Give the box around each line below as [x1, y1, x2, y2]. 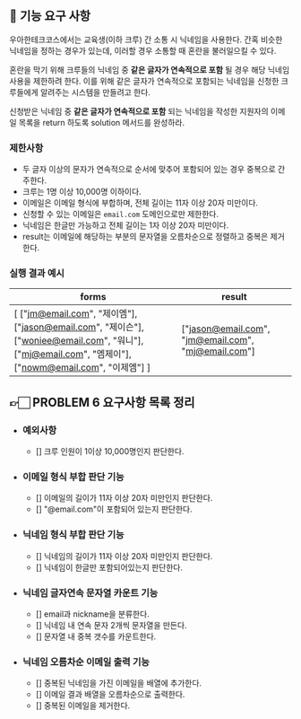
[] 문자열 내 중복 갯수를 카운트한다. [35, 631, 157, 642]
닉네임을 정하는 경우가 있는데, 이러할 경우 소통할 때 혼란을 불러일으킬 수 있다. [9, 45, 277, 56]
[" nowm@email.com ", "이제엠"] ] [13, 362, 151, 374]
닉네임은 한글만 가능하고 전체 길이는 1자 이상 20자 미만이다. [21, 220, 229, 231]
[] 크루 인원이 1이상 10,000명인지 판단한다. [35, 446, 185, 457]
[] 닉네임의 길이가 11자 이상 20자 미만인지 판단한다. [35, 550, 213, 561]
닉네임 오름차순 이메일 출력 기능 [21, 655, 150, 668]
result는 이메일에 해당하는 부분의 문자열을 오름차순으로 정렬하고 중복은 [21, 232, 269, 242]
